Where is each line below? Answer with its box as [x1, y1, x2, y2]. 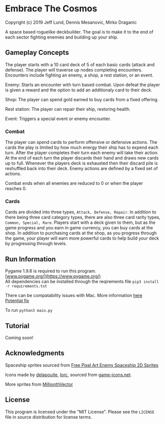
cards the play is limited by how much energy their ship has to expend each [5, 144, 159, 151]
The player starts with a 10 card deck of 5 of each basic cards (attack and [5, 61, 155, 67]
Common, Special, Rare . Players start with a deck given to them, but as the [5, 219, 156, 225]
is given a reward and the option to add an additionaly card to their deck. [5, 87, 153, 93]
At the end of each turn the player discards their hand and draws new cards [5, 155, 159, 161]
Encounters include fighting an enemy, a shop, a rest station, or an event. [5, 72, 154, 78]
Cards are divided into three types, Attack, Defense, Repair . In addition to [5, 209, 157, 215]
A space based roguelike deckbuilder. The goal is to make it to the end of [5, 29, 154, 35]
